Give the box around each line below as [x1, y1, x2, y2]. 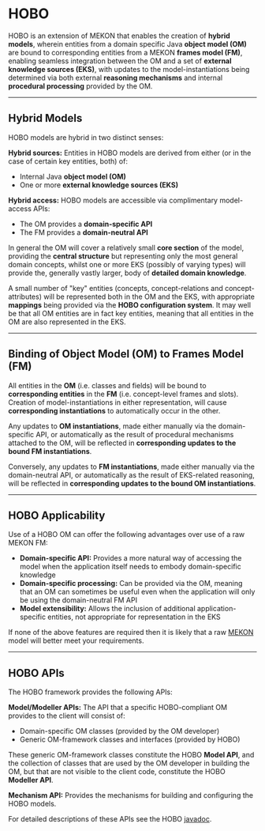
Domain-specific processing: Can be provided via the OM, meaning [19, 579, 243, 588]
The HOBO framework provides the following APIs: [8, 687, 174, 697]
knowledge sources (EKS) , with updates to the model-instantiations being [8, 64, 250, 74]
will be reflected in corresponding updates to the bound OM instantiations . [8, 478, 256, 488]
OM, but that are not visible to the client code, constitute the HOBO [8, 767, 226, 776]
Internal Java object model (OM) [19, 172, 126, 181]
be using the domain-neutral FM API [19, 595, 138, 605]
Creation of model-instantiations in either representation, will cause [8, 397, 227, 407]
